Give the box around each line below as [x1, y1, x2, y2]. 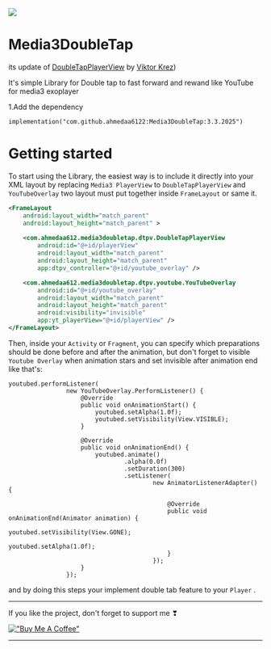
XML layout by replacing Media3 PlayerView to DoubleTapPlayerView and [8, 179, 246, 189]
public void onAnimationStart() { [80, 401, 197, 409]
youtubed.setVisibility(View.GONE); [8, 528, 131, 537]
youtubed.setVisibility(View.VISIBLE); [94, 415, 229, 424]
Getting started [8, 145, 113, 163]
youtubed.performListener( [8, 380, 99, 388]
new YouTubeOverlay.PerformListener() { [65, 386, 204, 395]
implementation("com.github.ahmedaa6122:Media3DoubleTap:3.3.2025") [8, 117, 244, 125]
